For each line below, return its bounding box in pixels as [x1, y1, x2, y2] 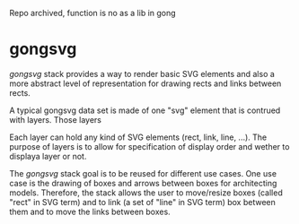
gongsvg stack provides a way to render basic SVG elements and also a [9, 68, 276, 79]
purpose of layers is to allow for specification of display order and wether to [9, 141, 290, 151]
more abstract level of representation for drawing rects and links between [9, 78, 282, 89]
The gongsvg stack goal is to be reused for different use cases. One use [9, 168, 277, 178]
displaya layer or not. [9, 151, 87, 161]
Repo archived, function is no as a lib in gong [9, 8, 177, 18]
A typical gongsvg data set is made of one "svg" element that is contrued [9, 105, 281, 116]
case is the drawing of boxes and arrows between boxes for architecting [9, 177, 277, 188]
